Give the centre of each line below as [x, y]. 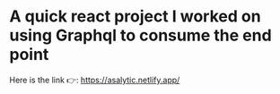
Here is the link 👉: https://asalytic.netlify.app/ [95, 80]
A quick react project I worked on [136, 17]
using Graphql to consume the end [140, 35]
